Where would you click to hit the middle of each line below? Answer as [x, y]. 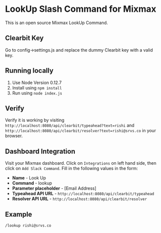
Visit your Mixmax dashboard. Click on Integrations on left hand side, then [81, 163]
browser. [14, 136]
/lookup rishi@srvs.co [28, 226]
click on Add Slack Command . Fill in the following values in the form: [71, 169]
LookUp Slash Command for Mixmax [81, 9]
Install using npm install [37, 87]
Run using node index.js [37, 93]
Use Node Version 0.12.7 [37, 83]
